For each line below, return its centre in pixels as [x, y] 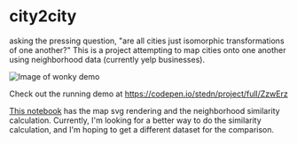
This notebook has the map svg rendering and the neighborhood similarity [145, 110]
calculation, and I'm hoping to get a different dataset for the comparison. [142, 129]
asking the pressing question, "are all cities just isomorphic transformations [147, 41]
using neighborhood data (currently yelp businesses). [107, 59]
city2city [43, 16]
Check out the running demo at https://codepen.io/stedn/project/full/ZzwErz [148, 94]
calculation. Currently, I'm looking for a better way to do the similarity [135, 120]
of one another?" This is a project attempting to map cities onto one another [148, 49]
